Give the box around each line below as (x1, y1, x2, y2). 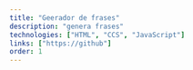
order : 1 (9, 47, 43, 56)
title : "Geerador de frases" (9, 13, 120, 23)
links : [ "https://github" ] (9, 38, 112, 48)
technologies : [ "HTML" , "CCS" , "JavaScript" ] (9, 30, 185, 39)
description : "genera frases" (9, 22, 125, 31)
